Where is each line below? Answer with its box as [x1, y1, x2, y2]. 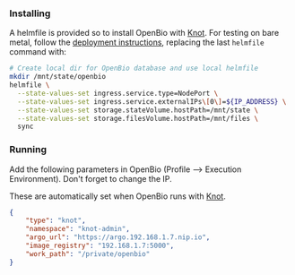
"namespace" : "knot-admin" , [25, 225, 130, 234]
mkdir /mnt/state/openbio [9, 73, 106, 82]
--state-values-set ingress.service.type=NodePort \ [17, 89, 219, 98]
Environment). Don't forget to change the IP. [9, 173, 172, 184]
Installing [9, 7, 51, 20]
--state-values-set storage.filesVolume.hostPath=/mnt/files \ [17, 114, 258, 123]
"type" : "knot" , [25, 216, 87, 226]
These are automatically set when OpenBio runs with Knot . [9, 191, 226, 202]
